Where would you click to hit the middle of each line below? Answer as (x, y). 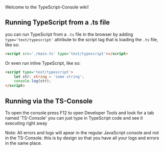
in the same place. (24, 143)
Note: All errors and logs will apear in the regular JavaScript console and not (82, 133)
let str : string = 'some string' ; (49, 76)
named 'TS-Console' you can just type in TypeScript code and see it (74, 118)
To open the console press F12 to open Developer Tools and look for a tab (80, 113)
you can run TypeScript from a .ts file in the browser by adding (69, 34)
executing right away (26, 123)
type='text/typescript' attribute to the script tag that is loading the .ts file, (82, 39)
